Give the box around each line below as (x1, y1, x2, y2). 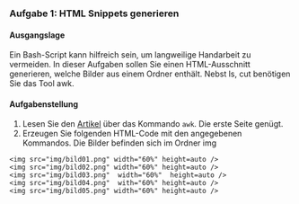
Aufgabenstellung (9, 98, 79, 110)
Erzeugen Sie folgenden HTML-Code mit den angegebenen (22, 129, 242, 139)
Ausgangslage (9, 30, 66, 40)
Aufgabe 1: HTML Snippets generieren (9, 7, 180, 20)
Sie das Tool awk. (9, 78, 75, 89)
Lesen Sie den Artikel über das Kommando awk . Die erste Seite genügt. (22, 119, 284, 129)
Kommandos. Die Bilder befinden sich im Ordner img (22, 137, 217, 148)
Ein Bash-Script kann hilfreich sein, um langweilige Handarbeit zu (9, 49, 251, 60)
